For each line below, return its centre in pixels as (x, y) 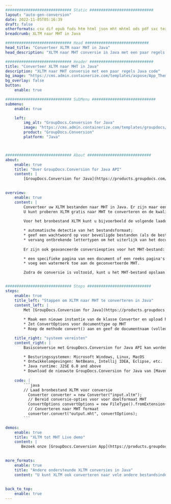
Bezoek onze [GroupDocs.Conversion (59, 447)
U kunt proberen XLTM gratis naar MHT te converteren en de (89, 212)
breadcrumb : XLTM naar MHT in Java (43, 34)
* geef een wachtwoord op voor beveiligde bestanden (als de (90, 235)
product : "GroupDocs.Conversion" (59, 132)
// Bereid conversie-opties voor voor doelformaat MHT (87, 399)
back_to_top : (19, 489)
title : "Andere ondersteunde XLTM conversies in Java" (74, 470)
